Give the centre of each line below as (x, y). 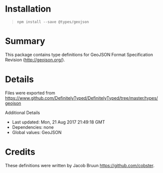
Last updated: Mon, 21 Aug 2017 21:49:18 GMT (58, 122)
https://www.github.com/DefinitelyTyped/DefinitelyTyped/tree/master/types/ (81, 98)
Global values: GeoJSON (37, 132)
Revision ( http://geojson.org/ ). (35, 60)
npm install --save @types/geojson (53, 22)
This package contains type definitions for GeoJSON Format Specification (79, 54)
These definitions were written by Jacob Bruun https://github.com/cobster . (80, 165)
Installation (28, 9)
